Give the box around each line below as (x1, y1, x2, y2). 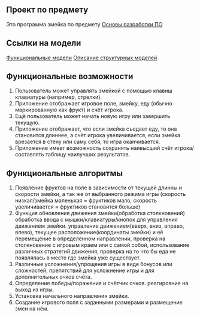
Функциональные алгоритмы (6, 168, 123, 179)
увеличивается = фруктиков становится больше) (14, 203, 141, 210)
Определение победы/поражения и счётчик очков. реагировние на (14, 280, 189, 287)
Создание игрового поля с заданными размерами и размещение (14, 299, 183, 306)
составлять (14, 151, 44, 158)
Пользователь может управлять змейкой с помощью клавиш (14, 87, 172, 95)
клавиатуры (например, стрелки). (14, 93, 102, 101)
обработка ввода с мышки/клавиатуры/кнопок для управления (14, 216, 178, 224)
